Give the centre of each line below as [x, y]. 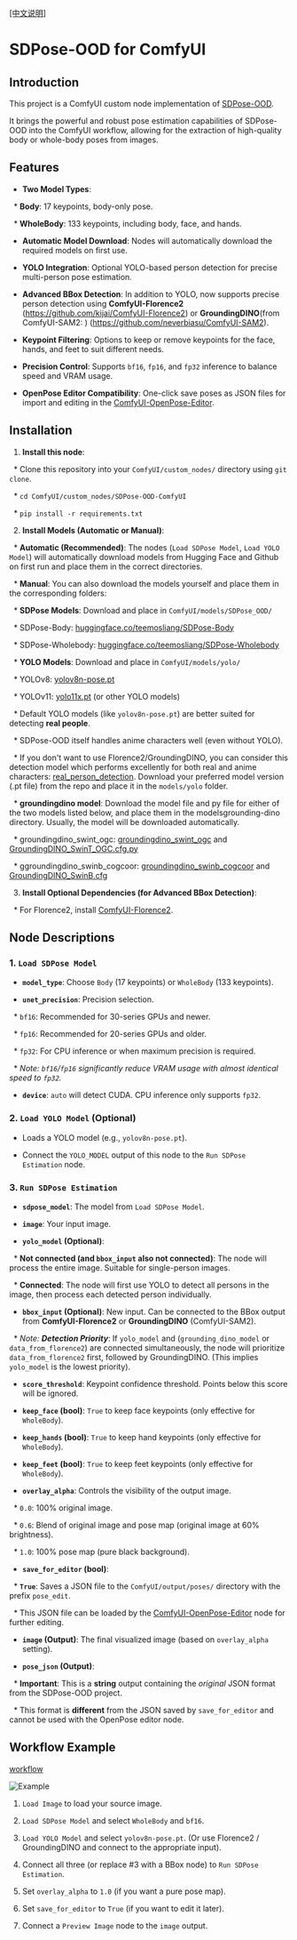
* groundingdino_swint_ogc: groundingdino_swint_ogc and [120, 839]
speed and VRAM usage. [67, 375]
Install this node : [53, 452]
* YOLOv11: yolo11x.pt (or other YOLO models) [96, 696]
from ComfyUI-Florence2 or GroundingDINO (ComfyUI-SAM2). [139, 1321]
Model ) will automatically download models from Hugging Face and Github [144, 557]
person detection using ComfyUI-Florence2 [103, 303]
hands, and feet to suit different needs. [93, 349]
